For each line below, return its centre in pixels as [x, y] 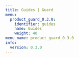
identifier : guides [35, 24]
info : [11, 43]
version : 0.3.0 [26, 47]
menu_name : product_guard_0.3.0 [39, 38]
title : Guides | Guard [29, 10]
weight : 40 [26, 33]
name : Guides [28, 29]
